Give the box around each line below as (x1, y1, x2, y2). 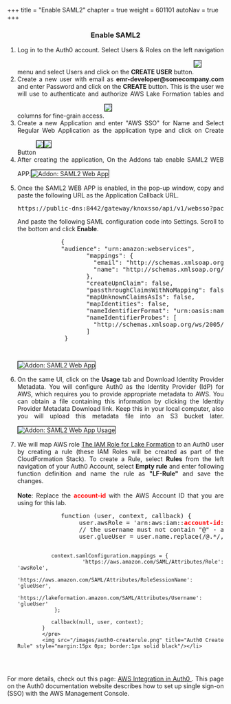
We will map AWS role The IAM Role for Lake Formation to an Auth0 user (16, 440, 225, 449)
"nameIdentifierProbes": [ (85, 314, 177, 322)
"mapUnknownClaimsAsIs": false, (85, 293, 195, 301)
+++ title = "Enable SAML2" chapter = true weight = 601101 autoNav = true (7, 6, 219, 14)
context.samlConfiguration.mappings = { (51, 553, 168, 559)
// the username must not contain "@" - (78, 526, 217, 534)
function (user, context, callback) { (60, 512, 192, 520)
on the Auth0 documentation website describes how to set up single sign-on (7, 682, 224, 690)
